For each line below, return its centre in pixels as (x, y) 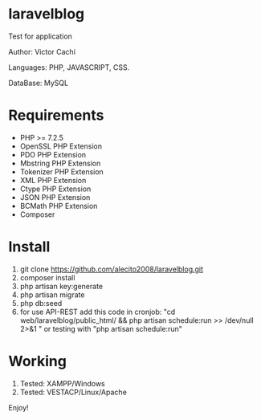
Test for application (40, 36)
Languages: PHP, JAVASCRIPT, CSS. (69, 67)
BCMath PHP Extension (59, 206)
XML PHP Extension (53, 180)
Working (37, 361)
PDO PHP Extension (53, 154)
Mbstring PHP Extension (60, 163)
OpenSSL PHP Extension (61, 146)
